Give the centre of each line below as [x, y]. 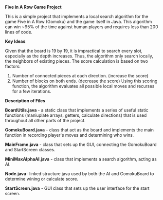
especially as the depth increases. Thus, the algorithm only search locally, [79, 56]
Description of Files [25, 101]
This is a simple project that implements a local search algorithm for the [77, 16]
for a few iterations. [32, 91]
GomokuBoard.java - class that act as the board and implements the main [80, 130]
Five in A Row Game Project [33, 7]
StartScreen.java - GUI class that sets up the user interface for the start [77, 188]
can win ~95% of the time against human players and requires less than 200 [81, 27]
